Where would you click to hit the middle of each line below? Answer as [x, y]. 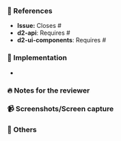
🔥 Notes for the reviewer [49, 90]
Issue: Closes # [39, 26]
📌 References [30, 11]
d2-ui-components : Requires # [62, 40]
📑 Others [22, 130]
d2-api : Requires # [43, 33]
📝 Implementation [37, 58]
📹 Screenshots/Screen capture [60, 109]
